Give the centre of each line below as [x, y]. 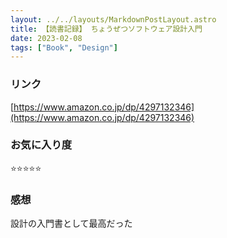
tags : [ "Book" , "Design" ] [64, 47]
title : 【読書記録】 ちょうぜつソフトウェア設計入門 [106, 29]
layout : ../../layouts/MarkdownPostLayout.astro [113, 19]
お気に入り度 [41, 145]
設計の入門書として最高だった [71, 223]
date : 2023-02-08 [46, 38]
